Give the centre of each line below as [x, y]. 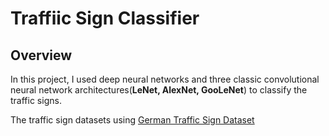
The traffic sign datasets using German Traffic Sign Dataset [132, 120]
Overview [41, 55]
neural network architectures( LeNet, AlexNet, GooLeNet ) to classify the [159, 90]
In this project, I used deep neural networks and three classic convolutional [165, 79]
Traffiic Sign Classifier [105, 18]
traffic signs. [36, 100]
